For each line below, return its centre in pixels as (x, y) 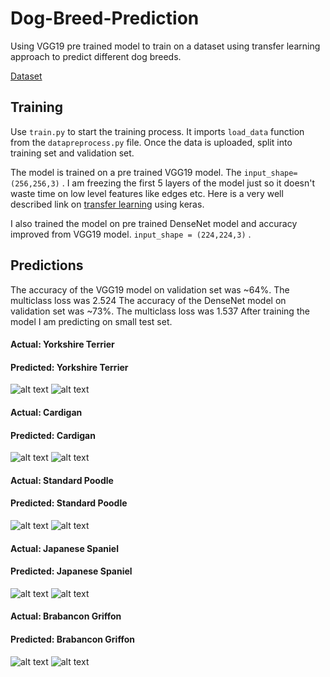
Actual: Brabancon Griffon (66, 616)
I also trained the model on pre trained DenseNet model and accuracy (154, 223)
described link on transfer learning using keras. (107, 204)
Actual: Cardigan (46, 412)
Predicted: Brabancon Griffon (72, 639)
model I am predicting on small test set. (91, 321)
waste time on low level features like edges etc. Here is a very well (147, 193)
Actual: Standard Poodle (62, 480)
